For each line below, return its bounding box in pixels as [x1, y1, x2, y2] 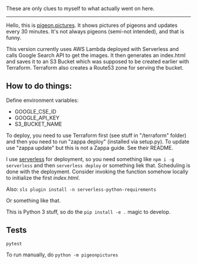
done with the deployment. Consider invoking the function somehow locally [6, 168, 189, 175]
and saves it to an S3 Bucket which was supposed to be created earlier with [6, 58, 189, 65]
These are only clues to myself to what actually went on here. [6, 5, 155, 12]
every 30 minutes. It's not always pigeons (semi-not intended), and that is [6, 28, 185, 35]
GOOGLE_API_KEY [14, 114, 60, 121]
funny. [6, 35, 22, 41]
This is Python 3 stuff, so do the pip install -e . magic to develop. [6, 208, 171, 215]
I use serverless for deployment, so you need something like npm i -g [6, 155, 175, 163]
